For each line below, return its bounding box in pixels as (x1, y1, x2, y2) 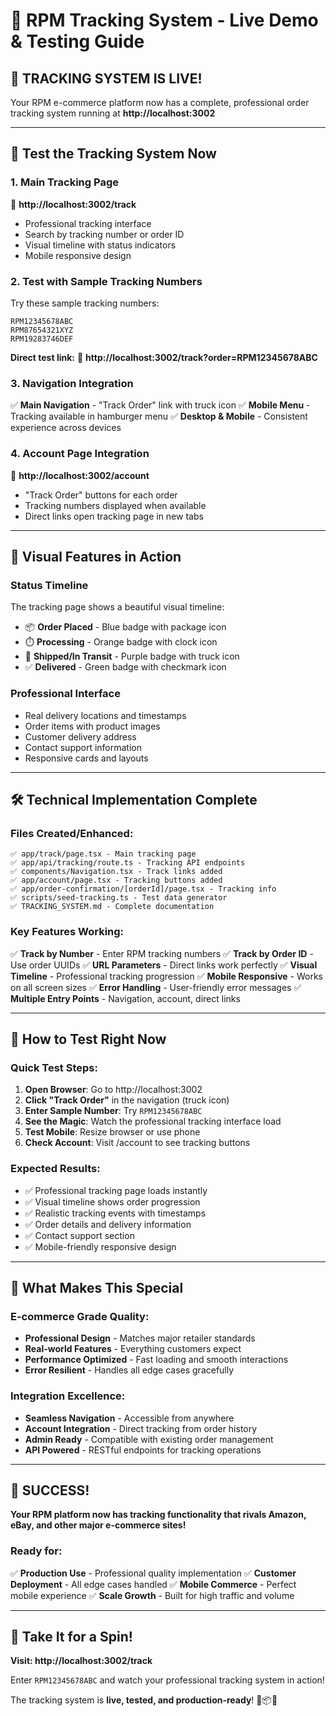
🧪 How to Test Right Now (10, 1030, 167, 1048)
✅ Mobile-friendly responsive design (24, 1240, 177, 1253)
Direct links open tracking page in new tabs (24, 510, 204, 522)
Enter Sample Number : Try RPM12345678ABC (24, 1105, 203, 1117)
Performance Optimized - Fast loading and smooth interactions (24, 1354, 289, 1366)
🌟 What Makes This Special (10, 1279, 184, 1296)
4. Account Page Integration (10, 447, 150, 461)
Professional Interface (10, 687, 121, 701)
